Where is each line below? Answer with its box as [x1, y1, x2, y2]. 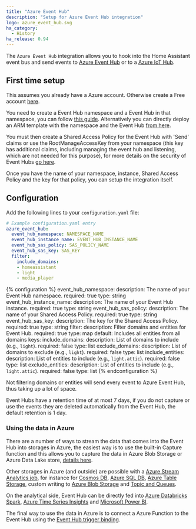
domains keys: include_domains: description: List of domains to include [6, 336, 179, 343]
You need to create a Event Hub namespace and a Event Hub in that [6, 109, 171, 116]
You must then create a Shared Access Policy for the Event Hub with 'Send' [6, 133, 190, 140]
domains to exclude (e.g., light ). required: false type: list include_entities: [6, 349, 185, 356]
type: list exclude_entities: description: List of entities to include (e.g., [6, 361, 174, 368]
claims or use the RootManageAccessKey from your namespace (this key [6, 139, 184, 147]
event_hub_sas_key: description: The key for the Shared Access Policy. [6, 317, 178, 324]
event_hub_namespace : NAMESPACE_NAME [11, 231, 104, 237]
